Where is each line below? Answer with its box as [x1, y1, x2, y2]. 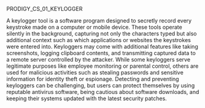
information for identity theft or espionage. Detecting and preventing [6, 76, 179, 82]
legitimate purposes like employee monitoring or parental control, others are [6, 62, 199, 70]
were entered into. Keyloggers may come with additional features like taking [6, 43, 198, 50]
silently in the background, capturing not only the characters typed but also [6, 30, 197, 37]
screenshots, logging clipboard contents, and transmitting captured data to [6, 49, 196, 57]
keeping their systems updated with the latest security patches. [6, 95, 167, 102]
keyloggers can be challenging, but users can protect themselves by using [6, 82, 195, 89]
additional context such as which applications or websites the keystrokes [6, 37, 191, 43]
